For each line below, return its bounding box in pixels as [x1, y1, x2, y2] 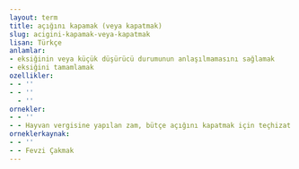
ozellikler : [9, 72, 54, 80]
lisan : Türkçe [9, 38, 63, 47]
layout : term [9, 13, 58, 22]
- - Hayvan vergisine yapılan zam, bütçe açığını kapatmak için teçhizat [9, 122, 292, 131]
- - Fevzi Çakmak [9, 146, 75, 155]
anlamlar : [9, 46, 47, 55]
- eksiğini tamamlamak [9, 63, 94, 72]
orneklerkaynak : [9, 130, 70, 139]
